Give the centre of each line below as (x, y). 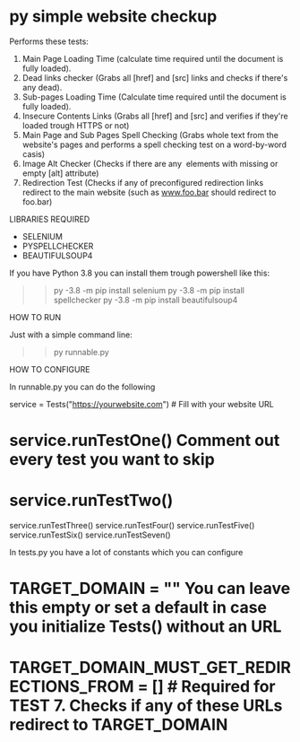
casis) (34, 153)
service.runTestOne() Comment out (145, 441)
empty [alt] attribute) (60, 173)
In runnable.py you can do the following (82, 387)
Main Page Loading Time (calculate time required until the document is (153, 58)
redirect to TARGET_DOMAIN (119, 725)
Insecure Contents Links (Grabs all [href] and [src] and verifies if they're (155, 116)
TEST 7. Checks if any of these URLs (146, 706)
